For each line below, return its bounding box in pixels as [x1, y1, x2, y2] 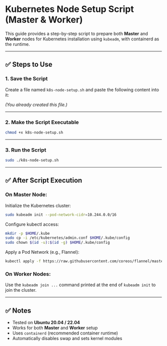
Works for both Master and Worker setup [12, 325, 98, 331]
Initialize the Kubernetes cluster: [5, 202, 71, 208]
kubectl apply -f [5, 259, 41, 264]
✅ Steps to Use [5, 60, 53, 69]
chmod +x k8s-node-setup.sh [5, 130, 64, 135]
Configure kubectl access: [5, 221, 59, 227]
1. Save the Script [5, 75, 48, 82]
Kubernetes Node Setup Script [5, 3, 134, 15]
